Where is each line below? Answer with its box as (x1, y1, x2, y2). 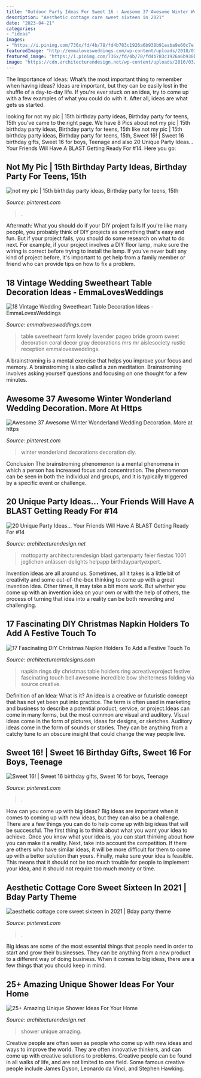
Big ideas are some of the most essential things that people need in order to (6, 943, 193, 950)
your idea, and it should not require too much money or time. (6, 865, 156, 872)
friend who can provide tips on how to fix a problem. (6, 260, 136, 268)
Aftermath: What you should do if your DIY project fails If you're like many (6, 222, 188, 229)
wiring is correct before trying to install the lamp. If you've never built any (6, 247, 187, 255)
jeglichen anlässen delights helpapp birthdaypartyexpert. (20, 558, 162, 565)
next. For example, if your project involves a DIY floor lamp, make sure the (6, 241, 188, 248)
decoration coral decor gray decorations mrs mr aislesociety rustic (20, 339, 185, 346)
